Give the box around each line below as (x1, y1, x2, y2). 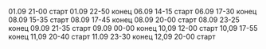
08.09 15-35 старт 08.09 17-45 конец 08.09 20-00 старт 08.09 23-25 (8, 15, 241, 24)
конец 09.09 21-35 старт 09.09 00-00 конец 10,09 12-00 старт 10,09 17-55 (8, 24, 258, 32)
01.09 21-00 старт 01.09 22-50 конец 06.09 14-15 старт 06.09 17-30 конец (8, 7, 257, 16)
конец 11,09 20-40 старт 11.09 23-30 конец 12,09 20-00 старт (8, 32, 216, 41)
